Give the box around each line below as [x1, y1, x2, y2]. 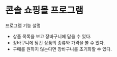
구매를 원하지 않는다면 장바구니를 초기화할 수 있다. [12, 46, 112, 52]
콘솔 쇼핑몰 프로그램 [5, 5, 84, 16]
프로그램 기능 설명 [5, 22, 41, 28]
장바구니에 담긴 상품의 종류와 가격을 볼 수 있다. [12, 39, 105, 46]
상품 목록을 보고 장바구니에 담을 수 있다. [12, 33, 92, 39]
